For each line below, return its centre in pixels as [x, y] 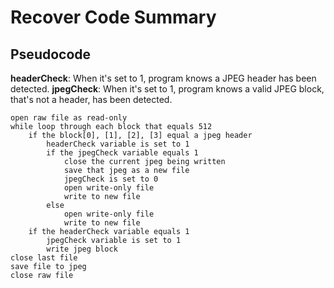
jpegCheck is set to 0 [111, 179]
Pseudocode [51, 54]
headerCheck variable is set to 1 [118, 144]
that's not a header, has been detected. [91, 99]
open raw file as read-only [69, 118]
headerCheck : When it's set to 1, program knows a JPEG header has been [163, 78]
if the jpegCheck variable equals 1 [122, 153]
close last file [44, 258]
